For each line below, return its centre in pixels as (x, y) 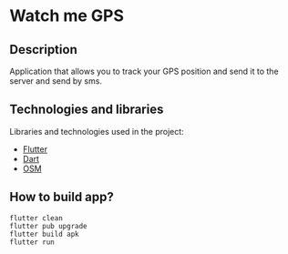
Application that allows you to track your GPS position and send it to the (144, 71)
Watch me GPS (67, 16)
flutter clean (36, 218)
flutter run (32, 242)
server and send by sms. (56, 81)
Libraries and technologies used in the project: (97, 131)
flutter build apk (44, 234)
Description (43, 50)
